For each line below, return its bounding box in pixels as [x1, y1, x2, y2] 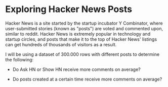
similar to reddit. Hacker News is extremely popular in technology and [5, 31, 151, 37]
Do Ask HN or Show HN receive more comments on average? [12, 66, 141, 72]
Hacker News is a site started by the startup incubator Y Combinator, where [5, 20, 163, 26]
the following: [5, 56, 34, 62]
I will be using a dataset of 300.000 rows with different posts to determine [5, 51, 160, 57]
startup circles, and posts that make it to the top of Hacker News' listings [5, 36, 157, 42]
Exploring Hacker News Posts [5, 4, 133, 15]
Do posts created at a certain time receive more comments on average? [12, 76, 162, 82]
